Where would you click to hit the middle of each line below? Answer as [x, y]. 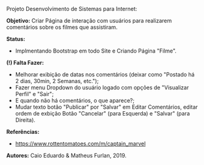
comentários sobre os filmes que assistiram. [62, 27]
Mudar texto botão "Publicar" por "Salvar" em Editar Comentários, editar [107, 107]
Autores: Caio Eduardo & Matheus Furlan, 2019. [67, 156]
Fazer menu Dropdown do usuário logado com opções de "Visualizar [102, 87]
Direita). [25, 120]
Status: [16, 39]
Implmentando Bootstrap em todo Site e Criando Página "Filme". [96, 51]
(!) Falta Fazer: [25, 63]
